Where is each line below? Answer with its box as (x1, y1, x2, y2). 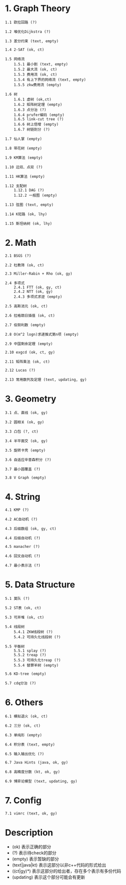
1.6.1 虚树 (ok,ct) (14, 97, 52, 102)
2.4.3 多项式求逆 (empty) (14, 294, 63, 299)
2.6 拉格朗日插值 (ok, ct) (5, 313, 55, 318)
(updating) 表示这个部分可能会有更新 (12, 874, 86, 880)
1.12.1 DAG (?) (14, 187, 45, 192)
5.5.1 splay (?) (14, 648, 47, 653)
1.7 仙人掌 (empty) (5, 136, 42, 141)
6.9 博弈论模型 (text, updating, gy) (5, 779, 78, 783)
